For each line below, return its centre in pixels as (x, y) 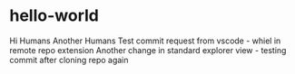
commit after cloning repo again (69, 60)
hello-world (54, 16)
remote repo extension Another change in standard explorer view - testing (148, 50)
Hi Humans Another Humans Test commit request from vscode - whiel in (145, 41)
